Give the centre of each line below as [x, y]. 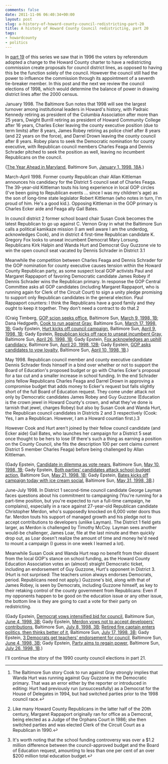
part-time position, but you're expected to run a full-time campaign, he [78, 500]
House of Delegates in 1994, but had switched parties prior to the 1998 [85, 694]
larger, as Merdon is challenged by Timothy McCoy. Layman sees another [81, 527]
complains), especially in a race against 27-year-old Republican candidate [82, 506]
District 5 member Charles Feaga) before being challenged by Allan [74, 449]
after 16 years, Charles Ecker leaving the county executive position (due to [82, 125]
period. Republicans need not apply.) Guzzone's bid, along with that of [78, 580]
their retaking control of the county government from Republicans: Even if [81, 590]
